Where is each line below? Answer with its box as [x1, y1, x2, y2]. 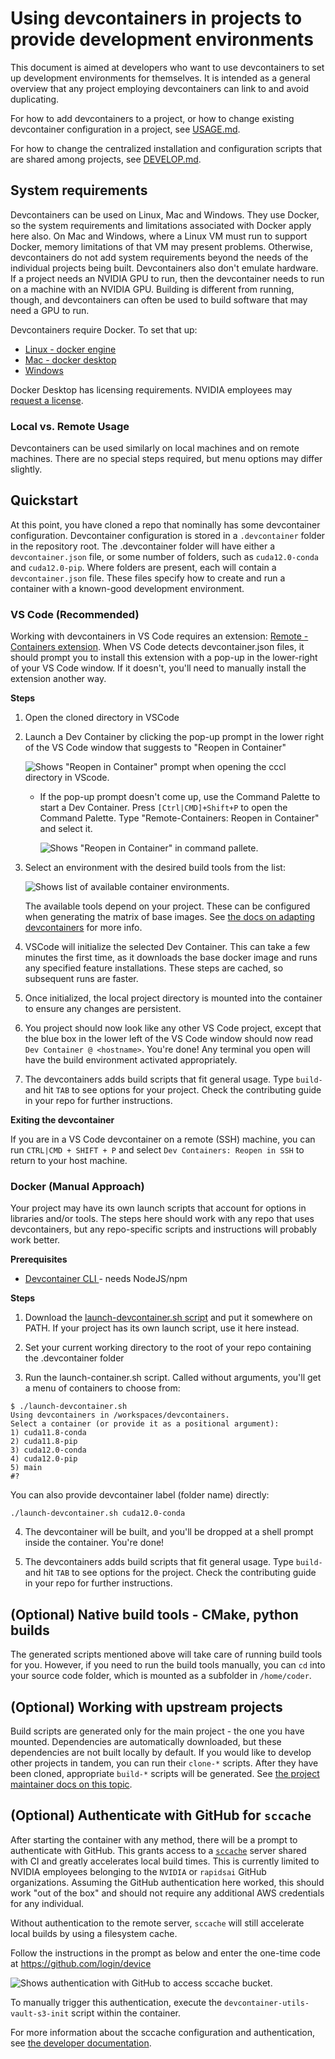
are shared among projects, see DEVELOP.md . [10, 153, 202, 165]
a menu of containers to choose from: [24, 1382, 181, 1394]
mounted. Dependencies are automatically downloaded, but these [10, 1736, 282, 1748]
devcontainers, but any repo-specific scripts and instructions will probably [10, 1223, 317, 1236]
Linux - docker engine [24, 343, 117, 355]
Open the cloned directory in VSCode [24, 712, 180, 724]
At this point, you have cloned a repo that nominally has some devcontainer [10, 518, 321, 531]
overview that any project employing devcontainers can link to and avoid [10, 82, 310, 94]
